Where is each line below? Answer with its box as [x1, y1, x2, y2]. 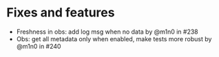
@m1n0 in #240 [16, 42, 61, 50]
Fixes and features [6, 5, 115, 21]
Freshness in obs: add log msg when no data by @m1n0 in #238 [16, 27, 198, 36]
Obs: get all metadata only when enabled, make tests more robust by [16, 34, 212, 43]
